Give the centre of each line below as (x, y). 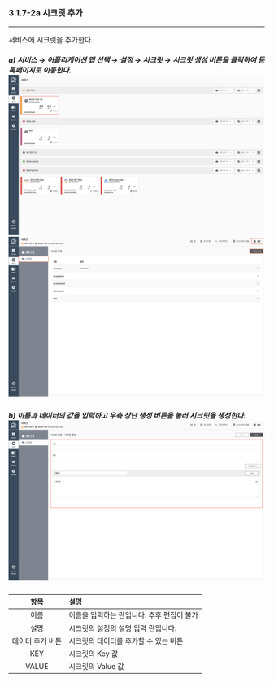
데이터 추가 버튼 (37, 640)
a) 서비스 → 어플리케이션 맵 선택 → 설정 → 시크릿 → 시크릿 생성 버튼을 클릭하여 (133, 59)
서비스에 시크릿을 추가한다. (51, 40)
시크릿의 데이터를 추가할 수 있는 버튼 (126, 640)
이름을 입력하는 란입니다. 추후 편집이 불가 (134, 615)
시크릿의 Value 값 (96, 667)
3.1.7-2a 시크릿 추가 (46, 12)
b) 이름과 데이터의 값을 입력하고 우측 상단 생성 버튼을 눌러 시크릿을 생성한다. (127, 416)
